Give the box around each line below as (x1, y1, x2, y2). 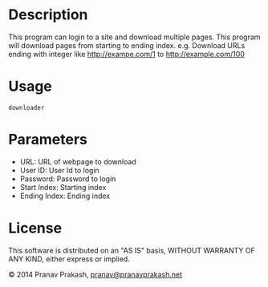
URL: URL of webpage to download (19, 156, 136, 166)
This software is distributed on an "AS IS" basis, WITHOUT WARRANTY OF (8, 245, 255, 255)
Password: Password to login (19, 174, 116, 184)
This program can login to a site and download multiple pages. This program (8, 32, 261, 42)
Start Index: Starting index (19, 182, 107, 192)
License (8, 219, 63, 237)
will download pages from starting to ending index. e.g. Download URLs (8, 40, 246, 50)
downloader (8, 103, 45, 111)
